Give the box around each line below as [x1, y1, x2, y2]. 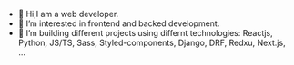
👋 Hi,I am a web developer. [17, 9, 119, 19]
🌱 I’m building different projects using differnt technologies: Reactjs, [17, 28, 273, 38]
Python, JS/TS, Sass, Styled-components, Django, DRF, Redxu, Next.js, [17, 37, 286, 48]
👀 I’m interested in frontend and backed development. [17, 18, 220, 29]
